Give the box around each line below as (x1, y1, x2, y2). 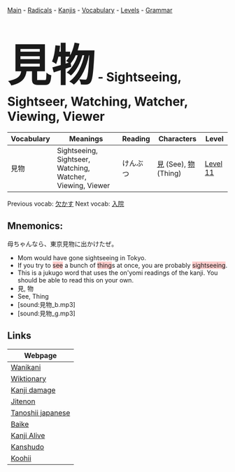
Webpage (24, 350, 57, 360)
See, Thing (17, 292, 49, 300)
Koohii (10, 453, 31, 463)
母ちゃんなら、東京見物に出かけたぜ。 (7, 239, 117, 248)
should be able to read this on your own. (17, 276, 134, 284)
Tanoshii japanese (10, 408, 71, 417)
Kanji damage (10, 385, 56, 394)
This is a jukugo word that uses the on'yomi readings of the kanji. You (17, 269, 218, 277)
